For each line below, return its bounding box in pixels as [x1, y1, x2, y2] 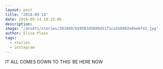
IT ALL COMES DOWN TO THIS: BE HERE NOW [5, 58, 103, 64]
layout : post [5, 7, 33, 13]
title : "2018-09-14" [5, 12, 49, 17]
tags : [5, 36, 17, 41]
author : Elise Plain [5, 31, 49, 36]
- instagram [10, 45, 35, 50]
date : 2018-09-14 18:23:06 [5, 17, 62, 22]
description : [5, 21, 33, 27]
